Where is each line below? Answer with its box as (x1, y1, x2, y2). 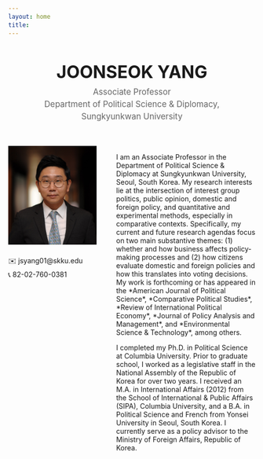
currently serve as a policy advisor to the (116, 426, 249, 435)
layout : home (8, 13, 51, 20)
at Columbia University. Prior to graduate (116, 351, 248, 361)
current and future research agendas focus (116, 227, 256, 237)
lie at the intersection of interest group (116, 185, 240, 195)
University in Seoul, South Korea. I (116, 417, 226, 428)
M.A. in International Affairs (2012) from (116, 384, 244, 394)
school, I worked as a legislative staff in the (116, 359, 256, 369)
